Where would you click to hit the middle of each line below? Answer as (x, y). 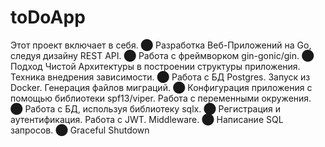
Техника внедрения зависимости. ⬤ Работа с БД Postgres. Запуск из (160, 77)
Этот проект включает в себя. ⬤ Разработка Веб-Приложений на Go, (161, 45)
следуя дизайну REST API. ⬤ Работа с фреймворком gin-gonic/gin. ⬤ (162, 55)
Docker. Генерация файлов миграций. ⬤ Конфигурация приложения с (161, 87)
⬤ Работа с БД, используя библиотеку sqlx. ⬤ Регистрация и (146, 108)
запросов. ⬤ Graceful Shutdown (80, 130)
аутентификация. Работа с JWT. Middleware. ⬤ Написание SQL (147, 119)
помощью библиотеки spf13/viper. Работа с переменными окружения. (161, 98)
